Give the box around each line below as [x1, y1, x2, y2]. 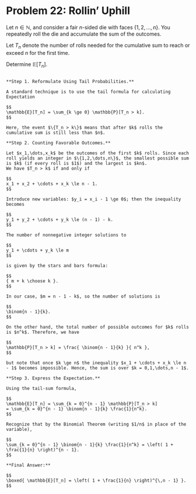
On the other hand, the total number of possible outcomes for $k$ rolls [6, 324, 190, 330]
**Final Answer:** [6, 462, 51, 468]
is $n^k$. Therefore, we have [6, 329, 80, 335]
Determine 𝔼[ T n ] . [6, 60, 48, 69]
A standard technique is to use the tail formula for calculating [6, 89, 171, 95]
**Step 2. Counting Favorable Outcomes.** [6, 140, 111, 146]
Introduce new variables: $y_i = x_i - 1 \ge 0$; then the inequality [6, 196, 181, 202]
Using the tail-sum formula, [6, 385, 77, 391]
